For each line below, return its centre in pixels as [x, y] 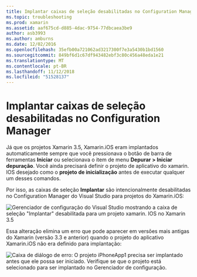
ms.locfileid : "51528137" [38, 77]
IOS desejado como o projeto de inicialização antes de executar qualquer [96, 172]
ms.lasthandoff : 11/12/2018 [40, 72]
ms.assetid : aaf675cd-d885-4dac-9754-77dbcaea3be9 [69, 28]
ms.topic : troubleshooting [39, 17]
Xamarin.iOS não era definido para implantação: [64, 244]
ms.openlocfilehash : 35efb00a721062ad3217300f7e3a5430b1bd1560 [85, 50]
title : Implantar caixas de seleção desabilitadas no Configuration [91, 11]
